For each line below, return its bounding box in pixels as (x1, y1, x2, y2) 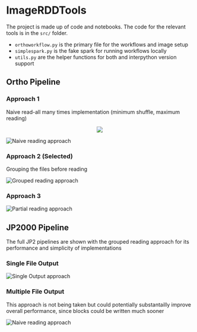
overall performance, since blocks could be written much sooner (6, 307, 164, 314)
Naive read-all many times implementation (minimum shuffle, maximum (6, 108, 180, 116)
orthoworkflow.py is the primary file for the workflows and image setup (14, 41, 189, 48)
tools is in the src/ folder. (6, 29, 68, 36)
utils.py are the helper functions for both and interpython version (14, 53, 177, 60)
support (14, 60, 34, 67)
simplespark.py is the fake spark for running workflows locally (14, 47, 167, 54)
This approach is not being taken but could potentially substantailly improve (6, 301, 192, 308)
